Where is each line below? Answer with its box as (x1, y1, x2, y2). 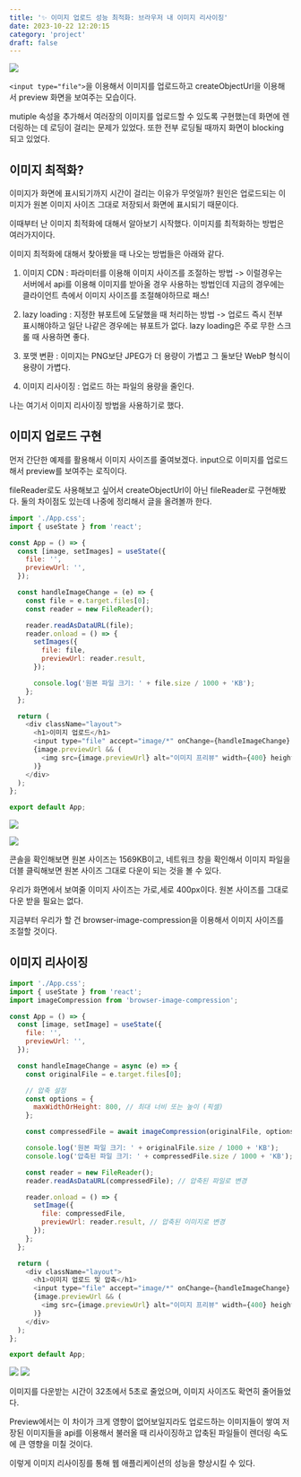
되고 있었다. (9, 134, 51, 145)
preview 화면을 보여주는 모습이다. (18, 92, 137, 103)
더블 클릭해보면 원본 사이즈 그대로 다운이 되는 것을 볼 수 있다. (9, 866, 222, 876)
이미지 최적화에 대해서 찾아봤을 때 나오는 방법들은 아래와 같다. (9, 249, 225, 259)
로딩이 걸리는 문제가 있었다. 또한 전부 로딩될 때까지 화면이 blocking (49, 122, 285, 133)
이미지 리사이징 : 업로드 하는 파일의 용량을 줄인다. (21, 381, 194, 391)
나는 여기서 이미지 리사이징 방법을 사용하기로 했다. (9, 400, 185, 411)
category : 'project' (9, 30, 87, 39)
